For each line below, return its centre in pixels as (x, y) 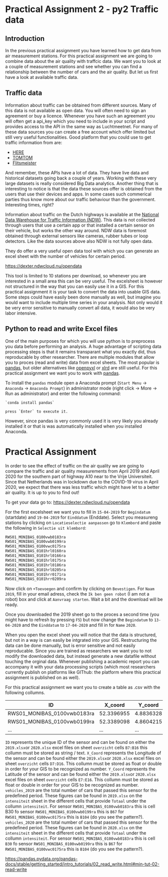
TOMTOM (22, 157)
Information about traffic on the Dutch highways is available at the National (82, 214)
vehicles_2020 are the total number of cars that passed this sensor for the (81, 822)
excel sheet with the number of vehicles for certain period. (65, 256)
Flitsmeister (24, 163)
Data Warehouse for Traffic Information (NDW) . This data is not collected (80, 220)
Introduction (25, 38)
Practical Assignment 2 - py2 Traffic (82, 9)
